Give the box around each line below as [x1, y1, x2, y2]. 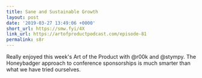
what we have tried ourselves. [6, 66, 81, 73]
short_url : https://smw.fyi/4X [6, 25, 85, 32]
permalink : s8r [6, 37, 45, 43]
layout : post [6, 14, 39, 20]
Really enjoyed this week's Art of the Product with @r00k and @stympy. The [6, 53, 197, 60]
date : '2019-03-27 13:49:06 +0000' [6, 20, 96, 26]
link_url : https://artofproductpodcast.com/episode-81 [6, 31, 147, 37]
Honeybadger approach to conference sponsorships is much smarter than [6, 59, 191, 67]
